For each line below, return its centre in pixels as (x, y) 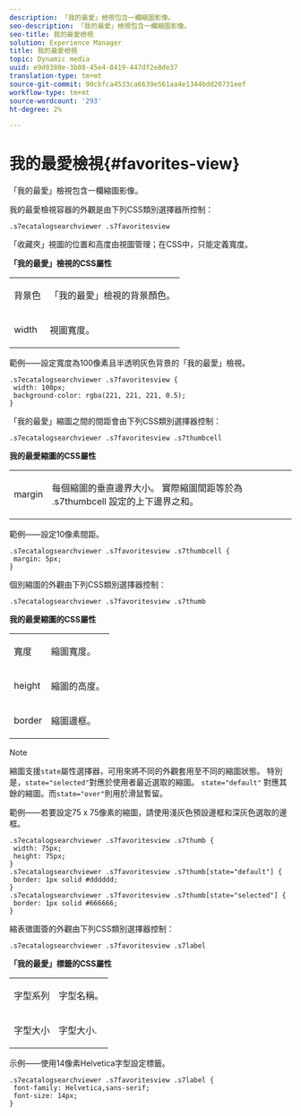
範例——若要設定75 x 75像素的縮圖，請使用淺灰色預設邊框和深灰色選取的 (144, 812)
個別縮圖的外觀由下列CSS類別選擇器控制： (88, 585)
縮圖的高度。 (78, 686)
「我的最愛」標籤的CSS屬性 (60, 964)
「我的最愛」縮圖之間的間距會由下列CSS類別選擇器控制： (116, 421)
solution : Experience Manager (66, 43)
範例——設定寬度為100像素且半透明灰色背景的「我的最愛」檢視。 (130, 363)
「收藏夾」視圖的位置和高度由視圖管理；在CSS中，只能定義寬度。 (131, 245)
